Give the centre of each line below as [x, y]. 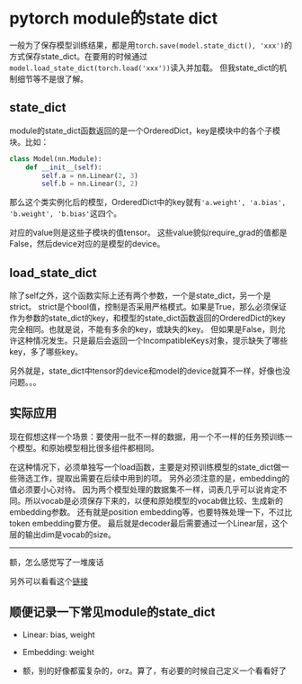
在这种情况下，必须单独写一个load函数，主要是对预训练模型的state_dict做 [145, 467]
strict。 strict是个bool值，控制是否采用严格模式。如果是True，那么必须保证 [148, 307]
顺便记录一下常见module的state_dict [112, 612]
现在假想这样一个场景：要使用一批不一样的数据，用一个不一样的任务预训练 [147, 436]
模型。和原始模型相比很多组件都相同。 [88, 447]
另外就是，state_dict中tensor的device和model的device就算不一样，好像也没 [150, 371]
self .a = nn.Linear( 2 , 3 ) [90, 175]
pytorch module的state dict [114, 18]
